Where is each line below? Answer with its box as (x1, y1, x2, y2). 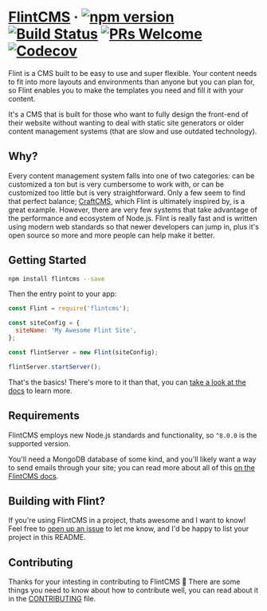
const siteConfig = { (8, 319, 80, 327)
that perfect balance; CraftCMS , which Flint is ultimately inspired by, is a (8, 196, 245, 206)
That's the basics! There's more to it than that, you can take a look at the (8, 377, 247, 387)
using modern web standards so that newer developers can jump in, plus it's (8, 222, 259, 231)
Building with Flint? (8, 494, 106, 508)
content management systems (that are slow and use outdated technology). (8, 126, 257, 136)
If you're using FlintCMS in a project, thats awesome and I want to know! (8, 516, 246, 525)
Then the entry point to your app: (8, 289, 117, 299)
